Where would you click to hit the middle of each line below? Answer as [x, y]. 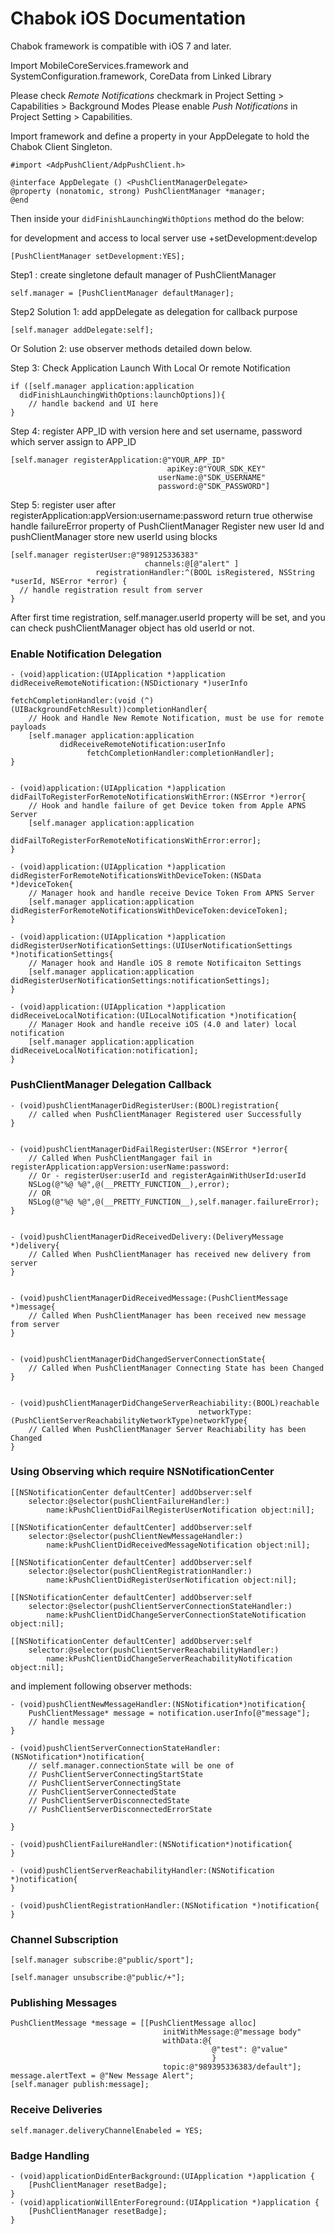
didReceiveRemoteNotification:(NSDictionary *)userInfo [129, 683]
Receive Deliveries [56, 2110]
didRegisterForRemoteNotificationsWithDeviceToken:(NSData [136, 876]
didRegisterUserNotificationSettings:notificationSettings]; [140, 981]
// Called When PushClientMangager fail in [120, 1158]
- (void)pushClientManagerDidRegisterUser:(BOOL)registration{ [145, 1105]
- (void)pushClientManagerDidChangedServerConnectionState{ [138, 1359]
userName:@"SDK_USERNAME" [212, 477]
